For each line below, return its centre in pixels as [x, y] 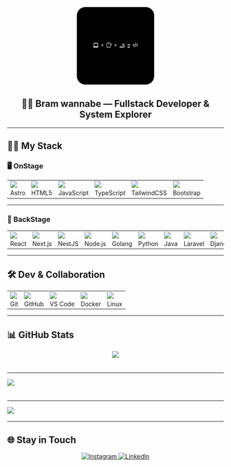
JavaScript [74, 193]
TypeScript [110, 193]
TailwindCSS [149, 193]
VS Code [62, 304]
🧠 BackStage [29, 219]
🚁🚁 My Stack [35, 146]
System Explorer [115, 115]
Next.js [42, 243]
